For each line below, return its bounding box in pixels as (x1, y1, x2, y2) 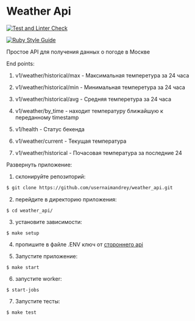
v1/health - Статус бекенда (15, 125, 85, 132)
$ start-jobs (6, 287, 40, 293)
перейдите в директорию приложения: (15, 195, 117, 203)
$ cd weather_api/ (6, 207, 53, 214)
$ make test (6, 309, 37, 316)
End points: (6, 60, 35, 67)
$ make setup (6, 230, 40, 236)
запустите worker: (15, 275, 62, 282)
